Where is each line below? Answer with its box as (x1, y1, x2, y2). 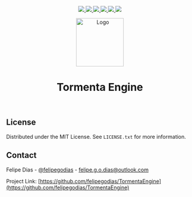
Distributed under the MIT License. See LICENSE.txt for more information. (6, 133, 186, 140)
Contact (6, 150, 37, 160)
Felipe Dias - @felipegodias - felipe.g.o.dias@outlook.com (6, 166, 149, 173)
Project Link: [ (6, 177, 40, 185)
